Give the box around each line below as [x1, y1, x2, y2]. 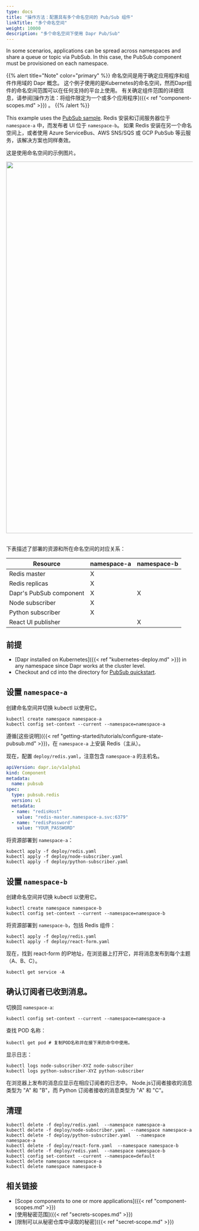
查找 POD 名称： [6, 1026, 46, 1034]
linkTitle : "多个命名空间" [6, 20, 68, 26]
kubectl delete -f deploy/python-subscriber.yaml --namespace [6, 1132, 166, 1138]
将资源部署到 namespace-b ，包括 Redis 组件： [6, 922, 115, 929]
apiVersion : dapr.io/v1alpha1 [6, 764, 81, 770]
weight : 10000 [6, 25, 41, 32]
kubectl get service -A [6, 969, 65, 975]
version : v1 [11, 797, 41, 803]
